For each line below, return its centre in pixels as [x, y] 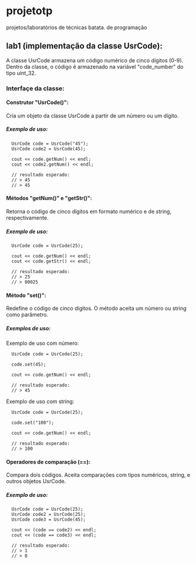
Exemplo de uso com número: [43, 343]
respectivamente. [28, 218]
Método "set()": [26, 295]
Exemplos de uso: [29, 328]
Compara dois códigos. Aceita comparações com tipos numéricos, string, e [98, 475]
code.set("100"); [33, 423]
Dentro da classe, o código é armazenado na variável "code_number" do [95, 66]
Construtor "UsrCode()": [38, 103]
